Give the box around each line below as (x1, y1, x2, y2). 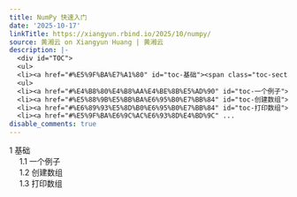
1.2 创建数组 (19, 167, 64, 178)
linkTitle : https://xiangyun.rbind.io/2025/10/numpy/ (9, 29, 212, 38)
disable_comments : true (9, 120, 97, 129)
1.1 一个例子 (19, 156, 61, 166)
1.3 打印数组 (19, 178, 64, 188)
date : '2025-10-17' (9, 21, 81, 30)
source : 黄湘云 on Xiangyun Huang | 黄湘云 (9, 37, 164, 47)
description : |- (9, 46, 69, 55)
